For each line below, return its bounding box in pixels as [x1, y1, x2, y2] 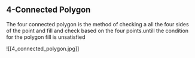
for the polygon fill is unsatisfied [6, 33, 86, 41]
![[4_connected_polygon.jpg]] [6, 45, 80, 52]
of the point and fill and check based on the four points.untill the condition [6, 27, 189, 34]
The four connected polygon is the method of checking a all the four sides [6, 20, 190, 28]
